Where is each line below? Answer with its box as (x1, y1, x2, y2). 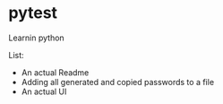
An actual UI (21, 86, 67, 97)
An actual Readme (21, 66, 90, 78)
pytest (8, 3, 58, 23)
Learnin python (8, 32, 64, 43)
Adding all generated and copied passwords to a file (21, 76, 215, 87)
